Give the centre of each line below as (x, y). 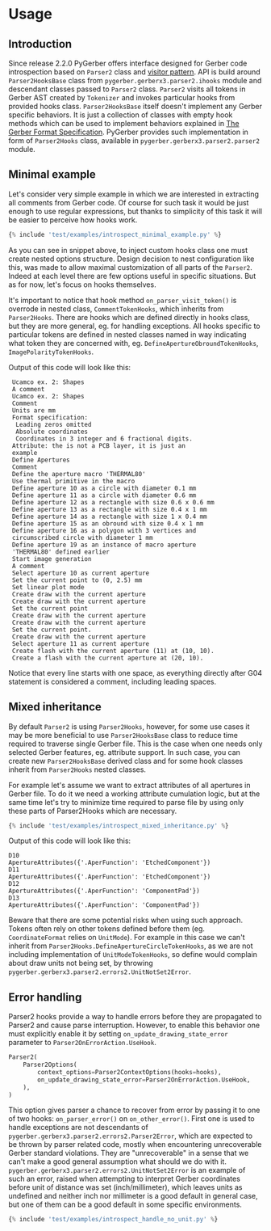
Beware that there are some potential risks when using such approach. (126, 920)
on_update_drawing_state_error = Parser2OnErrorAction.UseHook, (144, 1080)
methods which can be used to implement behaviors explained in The (124, 123)
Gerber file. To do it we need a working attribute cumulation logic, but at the (134, 794)
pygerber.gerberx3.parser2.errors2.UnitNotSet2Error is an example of (127, 1170)
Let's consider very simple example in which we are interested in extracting (134, 194)
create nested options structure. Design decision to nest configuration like (131, 259)
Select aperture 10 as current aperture (81, 573)
